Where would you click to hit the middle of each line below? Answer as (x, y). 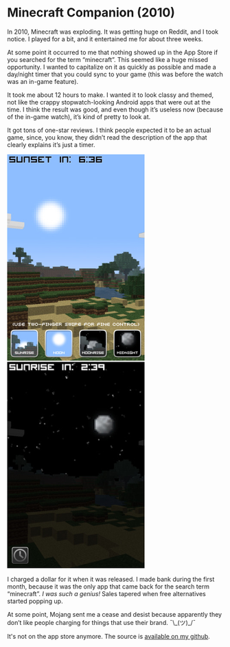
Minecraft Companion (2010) (91, 13)
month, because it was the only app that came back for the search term (108, 586)
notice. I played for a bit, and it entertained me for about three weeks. (105, 39)
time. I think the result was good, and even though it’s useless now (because (115, 109)
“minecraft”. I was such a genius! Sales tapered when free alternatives (106, 593)
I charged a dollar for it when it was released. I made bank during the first (111, 579)
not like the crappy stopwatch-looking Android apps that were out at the (109, 102)
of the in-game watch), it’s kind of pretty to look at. (79, 117)
